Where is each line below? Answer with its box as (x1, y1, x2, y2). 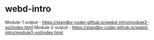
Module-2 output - (34, 24, 71, 30)
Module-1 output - (5, 19, 41, 25)
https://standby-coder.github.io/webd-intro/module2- (42, 19, 149, 25)
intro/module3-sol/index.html (5, 29, 63, 35)
